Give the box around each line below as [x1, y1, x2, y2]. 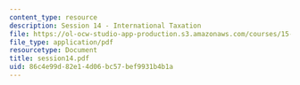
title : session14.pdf [9, 54, 90, 63]
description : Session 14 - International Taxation [9, 21, 202, 30]
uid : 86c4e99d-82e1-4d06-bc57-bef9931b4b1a [9, 63, 174, 72]
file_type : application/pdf [9, 37, 114, 47]
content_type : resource [9, 12, 98, 22]
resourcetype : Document [9, 46, 98, 55]
